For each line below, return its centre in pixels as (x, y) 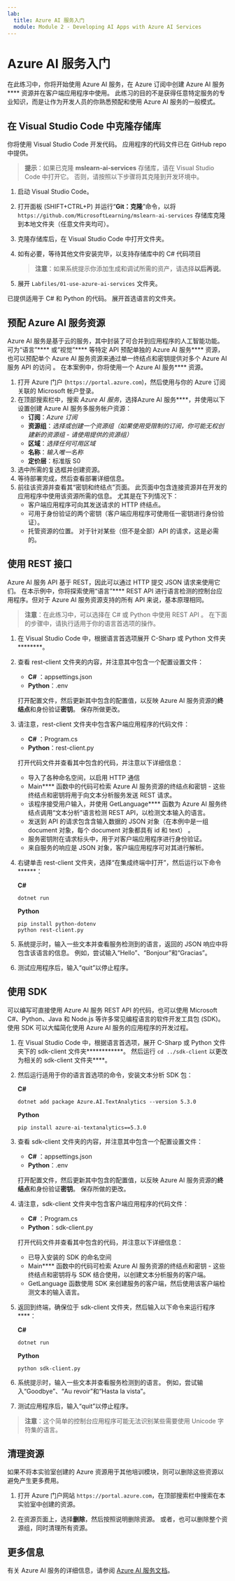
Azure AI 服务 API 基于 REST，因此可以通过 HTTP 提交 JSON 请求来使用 (111, 582)
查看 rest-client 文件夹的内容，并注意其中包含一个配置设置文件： (111, 662)
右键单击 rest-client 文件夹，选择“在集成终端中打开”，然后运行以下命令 (119, 862)
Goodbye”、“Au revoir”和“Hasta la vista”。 (88, 1391)
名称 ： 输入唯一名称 (56, 452)
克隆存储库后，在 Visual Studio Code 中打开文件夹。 (93, 239)
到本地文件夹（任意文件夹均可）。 (65, 224)
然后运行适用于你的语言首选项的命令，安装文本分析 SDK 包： (105, 1075)
